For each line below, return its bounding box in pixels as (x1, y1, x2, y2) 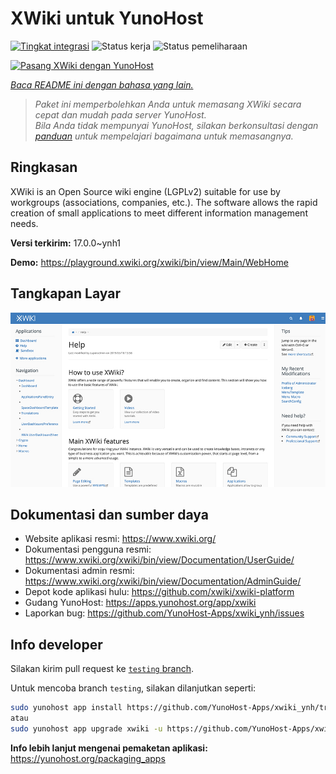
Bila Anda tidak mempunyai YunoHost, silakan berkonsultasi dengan (34, 119, 319, 131)
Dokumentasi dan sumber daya (10, 506, 209, 523)
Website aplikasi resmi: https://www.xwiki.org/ (24, 533, 217, 545)
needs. (10, 217, 39, 229)
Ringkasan (10, 159, 78, 176)
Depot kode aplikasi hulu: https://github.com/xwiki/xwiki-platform (24, 586, 295, 598)
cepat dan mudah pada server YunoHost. (34, 108, 207, 121)
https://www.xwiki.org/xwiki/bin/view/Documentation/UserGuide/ (24, 554, 295, 566)
